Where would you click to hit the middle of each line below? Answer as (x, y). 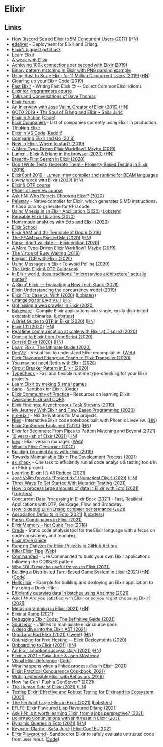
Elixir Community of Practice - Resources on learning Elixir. (71, 394)
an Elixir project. (28, 467)
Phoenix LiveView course (37, 191)
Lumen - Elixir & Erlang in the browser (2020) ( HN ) (62, 154)
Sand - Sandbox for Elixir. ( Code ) (45, 389)
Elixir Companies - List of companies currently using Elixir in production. (84, 122)
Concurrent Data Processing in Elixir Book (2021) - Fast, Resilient (77, 499)
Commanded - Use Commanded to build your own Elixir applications (81, 556)
